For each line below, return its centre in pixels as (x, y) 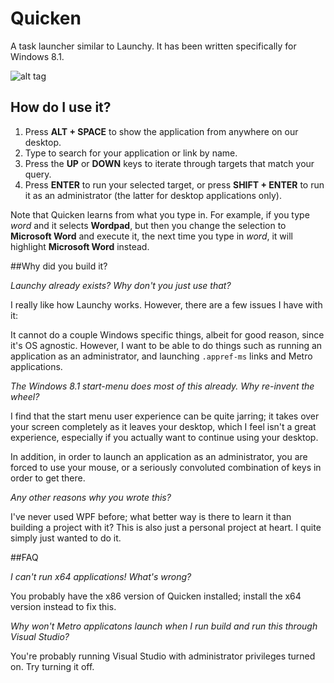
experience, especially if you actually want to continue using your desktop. (164, 437)
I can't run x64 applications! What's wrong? (101, 576)
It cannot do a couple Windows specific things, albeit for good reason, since (167, 334)
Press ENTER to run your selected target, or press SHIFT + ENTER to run (174, 184)
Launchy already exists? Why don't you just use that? (121, 285)
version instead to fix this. (63, 606)
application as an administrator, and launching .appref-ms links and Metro (161, 356)
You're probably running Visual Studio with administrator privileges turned (163, 656)
